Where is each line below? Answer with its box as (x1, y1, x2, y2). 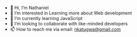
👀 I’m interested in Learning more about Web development (10, 10, 132, 16)
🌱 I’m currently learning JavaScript (10, 15, 83, 21)
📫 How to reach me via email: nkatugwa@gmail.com (10, 26, 121, 32)
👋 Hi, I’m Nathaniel (10, 5, 49, 10)
